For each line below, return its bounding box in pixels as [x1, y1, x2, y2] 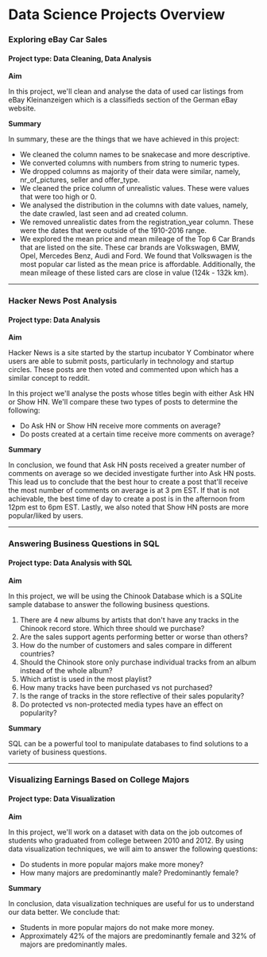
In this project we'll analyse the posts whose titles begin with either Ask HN [8, 389, 254, 398]
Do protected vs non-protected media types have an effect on [19, 699, 223, 709]
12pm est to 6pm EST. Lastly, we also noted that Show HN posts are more [8, 502, 249, 512]
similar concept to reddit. [8, 374, 90, 383]
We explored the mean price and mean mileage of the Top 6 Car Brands [19, 234, 256, 244]
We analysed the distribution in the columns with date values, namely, [19, 200, 249, 210]
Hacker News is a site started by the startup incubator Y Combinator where [8, 348, 254, 358]
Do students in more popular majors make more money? [19, 859, 204, 869]
